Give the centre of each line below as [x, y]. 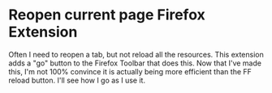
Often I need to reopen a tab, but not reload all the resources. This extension [136, 54]
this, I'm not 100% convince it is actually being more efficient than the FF [130, 71]
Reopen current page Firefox [107, 15]
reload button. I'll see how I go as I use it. [77, 80]
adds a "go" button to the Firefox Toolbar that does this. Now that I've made [135, 63]
